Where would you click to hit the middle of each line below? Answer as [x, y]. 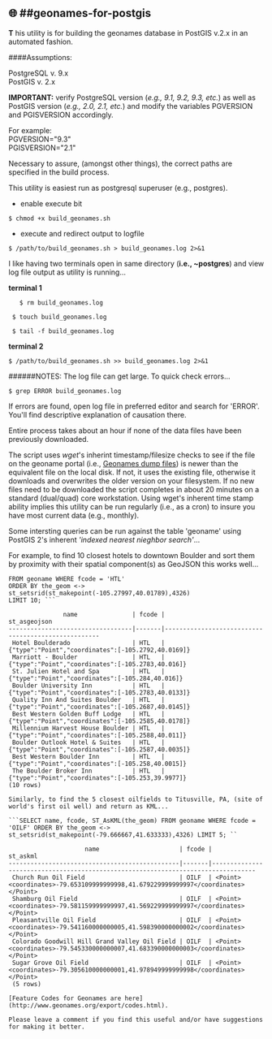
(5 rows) [27, 984]
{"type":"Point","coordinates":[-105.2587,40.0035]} [99, 749]
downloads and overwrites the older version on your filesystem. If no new [132, 481]
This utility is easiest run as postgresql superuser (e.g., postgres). [118, 188]
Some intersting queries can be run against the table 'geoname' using [125, 530]
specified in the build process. [59, 172]
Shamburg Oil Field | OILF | [112, 898]
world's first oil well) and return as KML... [89, 806]
